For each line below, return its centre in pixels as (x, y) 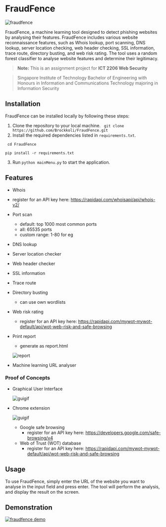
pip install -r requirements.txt (40, 153)
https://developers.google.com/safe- (123, 433)
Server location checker (37, 254)
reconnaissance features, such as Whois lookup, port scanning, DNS (75, 42)
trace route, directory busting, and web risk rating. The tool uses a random (81, 53)
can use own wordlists (43, 302)
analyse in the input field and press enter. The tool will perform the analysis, (83, 486)
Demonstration (29, 508)
